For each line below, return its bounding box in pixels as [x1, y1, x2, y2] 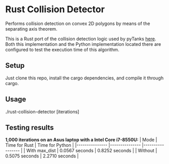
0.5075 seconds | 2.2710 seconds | [5, 153, 79, 159]
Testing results [5, 123, 54, 132]
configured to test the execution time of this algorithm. [5, 46, 120, 52]
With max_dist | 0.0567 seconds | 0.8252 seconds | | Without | [26, 148, 157, 154]
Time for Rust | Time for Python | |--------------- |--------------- [5, 142, 141, 148]
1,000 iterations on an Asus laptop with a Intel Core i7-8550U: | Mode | [5, 136, 157, 143]
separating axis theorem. [5, 25, 58, 32]
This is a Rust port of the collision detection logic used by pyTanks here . [5, 36, 156, 42]
